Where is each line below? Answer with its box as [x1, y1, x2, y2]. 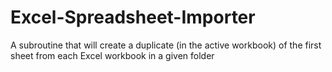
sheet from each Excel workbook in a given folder [10, 49, 215, 61]
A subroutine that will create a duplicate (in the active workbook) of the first [10, 39, 322, 51]
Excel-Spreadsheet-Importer [10, 6, 256, 29]
